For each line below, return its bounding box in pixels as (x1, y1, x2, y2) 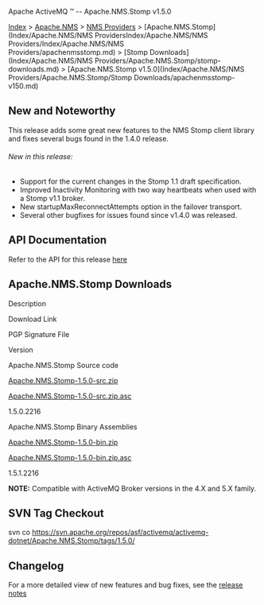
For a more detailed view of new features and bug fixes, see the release (8, 580, 243, 590)
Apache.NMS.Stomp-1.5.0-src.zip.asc (8, 391, 132, 401)
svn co (8, 528, 30, 537)
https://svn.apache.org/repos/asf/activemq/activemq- (31, 528, 209, 537)
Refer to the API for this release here (8, 254, 127, 264)
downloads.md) (8, 64, 60, 74)
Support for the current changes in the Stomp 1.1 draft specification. (19, 176, 243, 186)
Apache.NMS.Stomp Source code (8, 360, 119, 370)
